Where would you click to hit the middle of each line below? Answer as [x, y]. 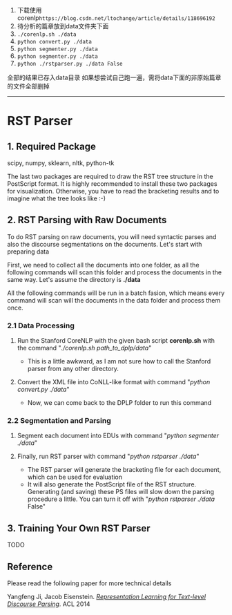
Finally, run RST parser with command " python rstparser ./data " [108, 456]
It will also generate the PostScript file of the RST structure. [112, 484]
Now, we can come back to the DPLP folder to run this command [119, 403]
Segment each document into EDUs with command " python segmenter [118, 436]
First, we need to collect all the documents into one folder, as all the [103, 265]
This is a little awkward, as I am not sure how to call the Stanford [119, 361]
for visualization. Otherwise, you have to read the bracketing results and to [113, 191]
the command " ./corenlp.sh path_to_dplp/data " [84, 348]
